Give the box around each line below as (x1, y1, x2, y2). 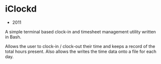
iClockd (5, 3, 37, 15)
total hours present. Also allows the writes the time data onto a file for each (5, 48, 157, 54)
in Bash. (5, 34, 22, 40)
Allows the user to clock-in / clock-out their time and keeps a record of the (5, 43, 156, 49)
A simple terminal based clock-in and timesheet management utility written (5, 29, 156, 34)
